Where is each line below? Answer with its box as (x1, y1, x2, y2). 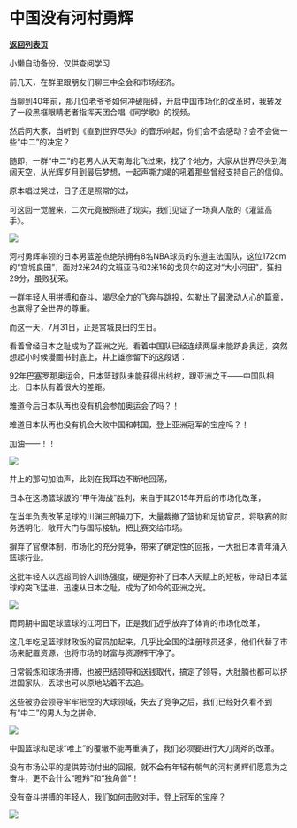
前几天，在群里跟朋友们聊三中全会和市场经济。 (9, 76, 179, 87)
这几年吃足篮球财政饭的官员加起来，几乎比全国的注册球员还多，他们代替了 (9, 636, 280, 647)
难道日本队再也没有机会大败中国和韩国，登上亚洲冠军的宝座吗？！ (9, 418, 249, 430)
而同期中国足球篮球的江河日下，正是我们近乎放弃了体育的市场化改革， (9, 617, 265, 628)
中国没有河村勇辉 (9, 8, 134, 28)
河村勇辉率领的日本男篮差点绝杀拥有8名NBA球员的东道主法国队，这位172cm (9, 250, 286, 262)
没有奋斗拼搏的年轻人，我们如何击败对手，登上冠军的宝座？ (9, 791, 226, 802)
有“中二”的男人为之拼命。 (9, 707, 102, 718)
